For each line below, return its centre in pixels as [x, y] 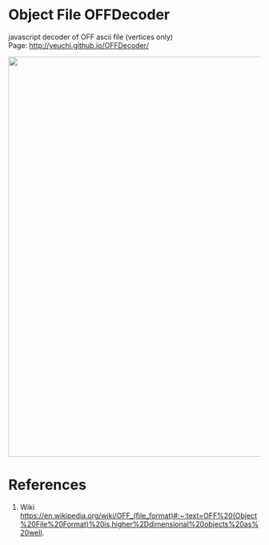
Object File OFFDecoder [89, 15]
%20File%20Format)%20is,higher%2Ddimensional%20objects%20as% [139, 524]
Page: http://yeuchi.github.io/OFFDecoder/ [79, 45]
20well [31, 532]
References [47, 485]
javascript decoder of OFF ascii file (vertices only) [91, 37]
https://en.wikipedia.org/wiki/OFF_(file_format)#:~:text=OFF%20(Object [139, 515]
